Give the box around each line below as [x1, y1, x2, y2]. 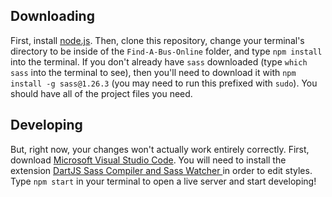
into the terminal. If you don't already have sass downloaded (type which [10, 55, 308, 68]
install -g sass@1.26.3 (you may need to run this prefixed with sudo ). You [10, 77, 318, 89]
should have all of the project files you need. [10, 87, 193, 99]
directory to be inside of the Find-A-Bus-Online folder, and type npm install [10, 45, 323, 57]
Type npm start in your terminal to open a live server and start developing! [10, 175, 317, 187]
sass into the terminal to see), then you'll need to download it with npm [10, 66, 297, 78]
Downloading [10, 8, 95, 25]
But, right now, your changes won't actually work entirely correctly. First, [10, 143, 310, 155]
